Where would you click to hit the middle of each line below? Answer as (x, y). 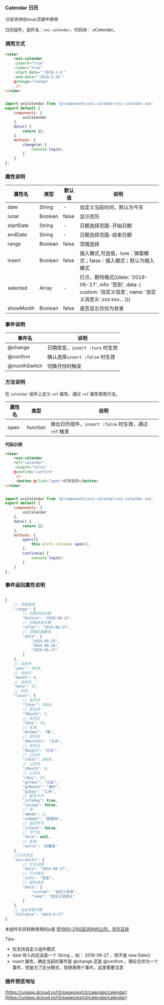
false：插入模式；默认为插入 (122, 261)
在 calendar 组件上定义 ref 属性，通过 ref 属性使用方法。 (62, 394)
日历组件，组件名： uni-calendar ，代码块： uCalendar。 (61, 30)
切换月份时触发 (64, 366)
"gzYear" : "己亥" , (41, 782)
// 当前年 (23, 664)
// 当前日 (23, 682)
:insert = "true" (29, 63)
